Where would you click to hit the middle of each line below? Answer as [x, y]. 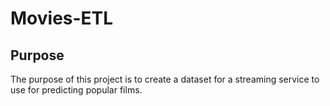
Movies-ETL [62, 18]
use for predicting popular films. [76, 90]
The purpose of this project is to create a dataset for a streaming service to [165, 79]
